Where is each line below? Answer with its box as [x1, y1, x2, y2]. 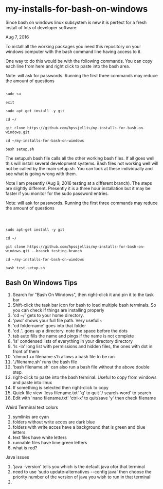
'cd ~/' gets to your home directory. [12, 312, 84, 318]
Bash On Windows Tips [5, 279, 77, 287]
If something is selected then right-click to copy [12, 384, 109, 390]
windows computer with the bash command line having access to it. [5, 49, 142, 54]
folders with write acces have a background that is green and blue [12, 424, 145, 430]
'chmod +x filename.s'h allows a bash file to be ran [12, 353, 115, 359]
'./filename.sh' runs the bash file [12, 359, 77, 365]
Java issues [5, 454, 30, 460]
